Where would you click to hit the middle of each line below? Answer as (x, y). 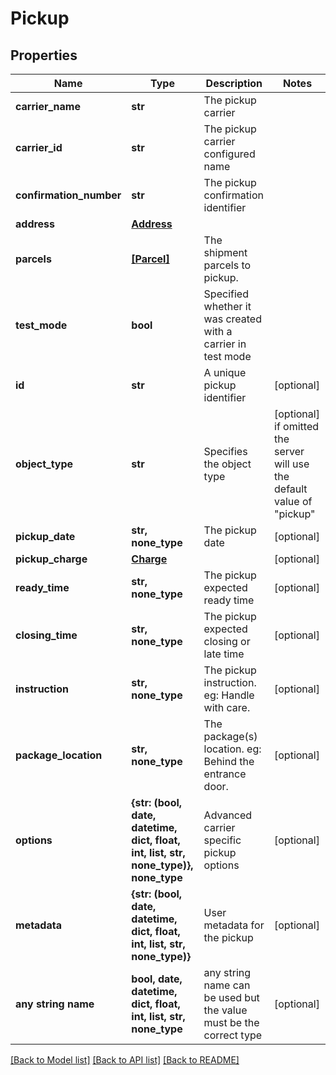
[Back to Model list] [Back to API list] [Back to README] (125, 1060)
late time (224, 654)
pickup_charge (51, 559)
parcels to (227, 265)
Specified (226, 294)
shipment (225, 252)
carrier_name (48, 106)
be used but (231, 997)
